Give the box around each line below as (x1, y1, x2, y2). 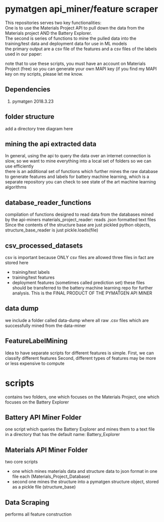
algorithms (5, 184, 27, 190)
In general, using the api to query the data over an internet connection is (5, 153, 151, 159)
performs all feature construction (5, 511, 72, 517)
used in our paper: (5, 51, 43, 57)
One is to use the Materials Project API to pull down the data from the (5, 25, 144, 30)
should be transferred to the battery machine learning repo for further (12, 285, 153, 290)
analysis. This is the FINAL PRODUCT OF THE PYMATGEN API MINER (12, 290, 153, 296)
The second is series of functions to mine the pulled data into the (5, 35, 137, 41)
